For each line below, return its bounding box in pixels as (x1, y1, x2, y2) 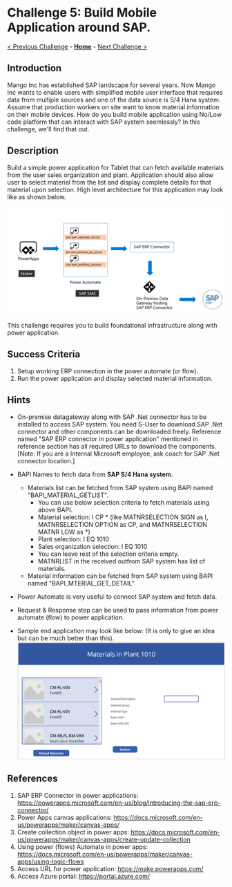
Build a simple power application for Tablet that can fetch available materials (7, 163, 224, 171)
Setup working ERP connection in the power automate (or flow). (17, 366, 199, 375)
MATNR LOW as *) (37, 527, 91, 536)
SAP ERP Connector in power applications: (17, 791, 139, 799)
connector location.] (17, 456, 75, 465)
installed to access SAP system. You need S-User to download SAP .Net (17, 420, 223, 428)
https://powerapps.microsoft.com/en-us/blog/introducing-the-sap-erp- (17, 799, 221, 807)
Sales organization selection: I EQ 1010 (37, 542, 148, 550)
